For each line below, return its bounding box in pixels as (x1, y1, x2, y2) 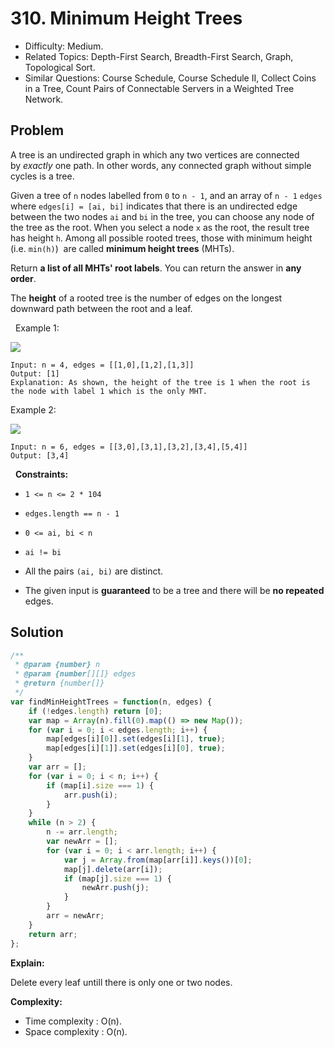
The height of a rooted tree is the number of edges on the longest (10, 292, 283, 304)
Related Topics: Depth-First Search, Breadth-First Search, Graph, (24, 50, 294, 62)
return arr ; (28, 929, 78, 939)
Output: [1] (10, 368, 60, 379)
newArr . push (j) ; (81, 883, 150, 893)
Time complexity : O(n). (24, 1015, 122, 1027)
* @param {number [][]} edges (14, 669, 137, 679)
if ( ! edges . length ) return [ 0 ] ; (28, 706, 163, 716)
